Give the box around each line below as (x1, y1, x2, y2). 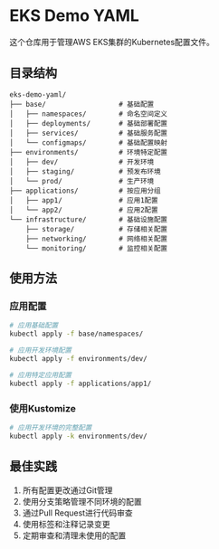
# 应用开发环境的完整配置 (9, 422, 92, 432)
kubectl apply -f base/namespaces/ (9, 329, 144, 339)
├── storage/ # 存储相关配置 (25, 224, 167, 233)
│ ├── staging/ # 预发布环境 (9, 166, 161, 176)
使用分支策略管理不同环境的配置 (22, 496, 142, 506)
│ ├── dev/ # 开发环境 (9, 157, 155, 166)
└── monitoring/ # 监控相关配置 (25, 243, 167, 253)
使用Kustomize (9, 402, 77, 414)
